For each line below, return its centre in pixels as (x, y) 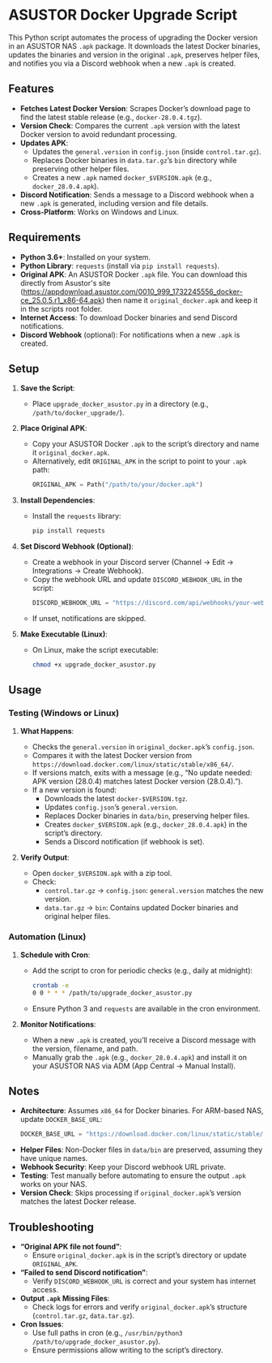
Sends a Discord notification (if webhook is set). (124, 841)
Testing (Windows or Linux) (64, 714)
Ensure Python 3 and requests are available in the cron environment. (146, 1008)
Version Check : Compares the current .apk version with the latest (130, 125)
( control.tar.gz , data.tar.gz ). (83, 1316)
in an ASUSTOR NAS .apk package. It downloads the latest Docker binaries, (134, 45)
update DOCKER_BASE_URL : (61, 1119)
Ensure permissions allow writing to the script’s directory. (128, 1350)
